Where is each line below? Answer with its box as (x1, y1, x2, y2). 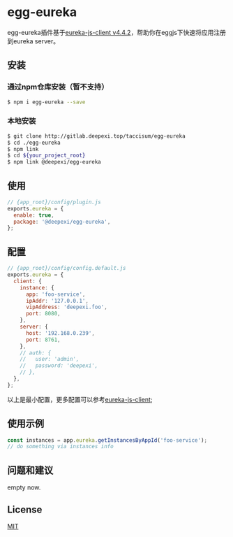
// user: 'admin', (20, 356, 80, 363)
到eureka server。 (7, 36, 60, 45)
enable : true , (13, 211, 54, 219)
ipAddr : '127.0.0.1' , (25, 297, 89, 304)
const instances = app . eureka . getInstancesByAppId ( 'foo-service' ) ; (7, 436, 208, 444)
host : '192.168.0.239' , (25, 329, 96, 336)
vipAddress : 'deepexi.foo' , (25, 303, 108, 311)
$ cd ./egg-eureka (7, 139, 61, 146)
